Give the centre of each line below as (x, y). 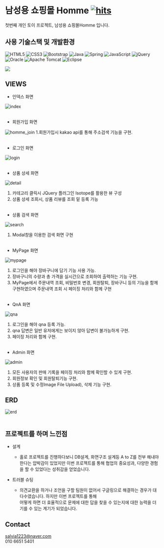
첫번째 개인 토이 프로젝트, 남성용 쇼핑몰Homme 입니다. (57, 25)
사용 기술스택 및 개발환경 (40, 42)
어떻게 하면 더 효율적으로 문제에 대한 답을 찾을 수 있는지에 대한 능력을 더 (88, 502)
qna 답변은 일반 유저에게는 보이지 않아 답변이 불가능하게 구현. (71, 330)
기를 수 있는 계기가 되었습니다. (48, 509)
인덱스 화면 (23, 96)
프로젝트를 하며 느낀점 (36, 434)
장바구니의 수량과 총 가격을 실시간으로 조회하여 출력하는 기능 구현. (75, 276)
